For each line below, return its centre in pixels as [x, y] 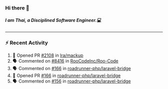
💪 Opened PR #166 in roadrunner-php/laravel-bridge [66, 76]
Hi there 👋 [17, 8]
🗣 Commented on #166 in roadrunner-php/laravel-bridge [71, 69]
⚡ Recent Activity [27, 43]
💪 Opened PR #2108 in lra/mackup [48, 55]
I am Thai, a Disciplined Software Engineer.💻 [53, 20]
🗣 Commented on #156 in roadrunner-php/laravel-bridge [71, 81]
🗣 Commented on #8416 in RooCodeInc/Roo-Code [65, 61]
